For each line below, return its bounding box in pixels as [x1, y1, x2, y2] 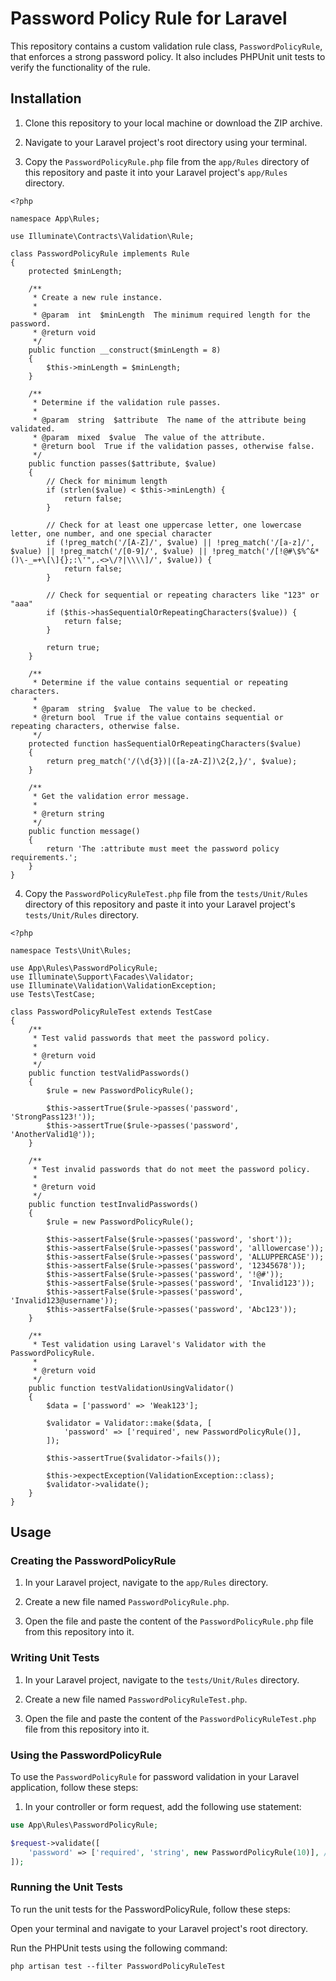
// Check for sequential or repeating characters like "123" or [46, 590, 320, 600]
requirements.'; [10, 852, 78, 862]
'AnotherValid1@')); [10, 1129, 97, 1139]
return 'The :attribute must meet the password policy [46, 843, 280, 854]
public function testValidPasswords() [28, 1068, 190, 1078]
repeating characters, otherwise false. [10, 721, 182, 731]
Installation [10, 90, 82, 107]
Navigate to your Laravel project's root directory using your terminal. [24, 136, 308, 148]
